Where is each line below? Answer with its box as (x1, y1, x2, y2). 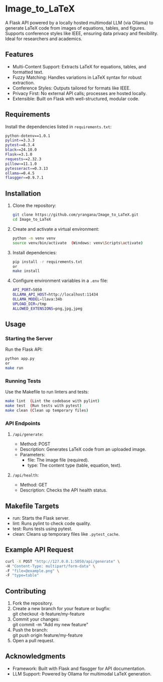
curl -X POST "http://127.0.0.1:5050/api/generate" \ (5, 559, 120, 564)
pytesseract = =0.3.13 (5, 166, 49, 171)
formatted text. (12, 69, 44, 75)
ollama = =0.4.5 (5, 170, 35, 176)
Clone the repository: (12, 203, 57, 209)
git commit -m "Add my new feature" (12, 622, 89, 628)
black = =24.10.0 (5, 147, 37, 152)
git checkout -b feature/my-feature (12, 611, 85, 617)
